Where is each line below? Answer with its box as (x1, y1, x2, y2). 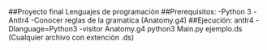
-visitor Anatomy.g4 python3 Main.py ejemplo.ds (79, 24, 243, 33)
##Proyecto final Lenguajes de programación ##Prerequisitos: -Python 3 (8, 7, 252, 16)
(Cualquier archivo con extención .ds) (8, 32, 135, 42)
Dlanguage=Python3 (8, 24, 78, 33)
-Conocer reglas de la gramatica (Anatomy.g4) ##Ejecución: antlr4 (31, 15, 254, 25)
